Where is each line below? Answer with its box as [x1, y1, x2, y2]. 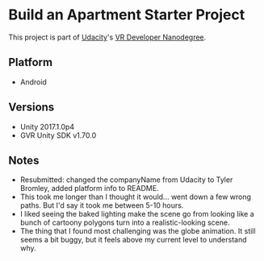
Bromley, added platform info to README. [19, 184, 159, 193]
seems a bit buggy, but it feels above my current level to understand [19, 235, 248, 245]
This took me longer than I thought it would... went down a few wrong [19, 192, 252, 202]
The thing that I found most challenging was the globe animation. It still [19, 226, 256, 236]
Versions [8, 101, 55, 114]
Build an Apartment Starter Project [8, 6, 245, 24]
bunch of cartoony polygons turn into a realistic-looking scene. [19, 217, 230, 227]
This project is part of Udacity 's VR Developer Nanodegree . [8, 32, 207, 42]
